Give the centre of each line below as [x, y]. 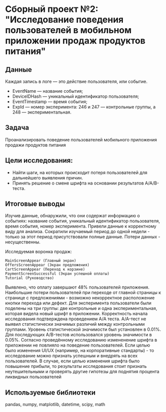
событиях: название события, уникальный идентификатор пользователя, [83, 221]
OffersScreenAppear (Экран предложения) [48, 265]
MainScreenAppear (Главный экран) [41, 261]
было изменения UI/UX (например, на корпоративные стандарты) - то [80, 351]
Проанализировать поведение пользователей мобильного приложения [81, 139]
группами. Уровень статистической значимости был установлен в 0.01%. [83, 329]
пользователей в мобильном [68, 30]
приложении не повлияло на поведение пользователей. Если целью [78, 345]
